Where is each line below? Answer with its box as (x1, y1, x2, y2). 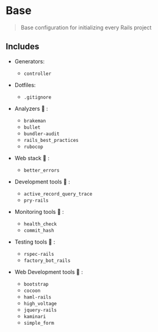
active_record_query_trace (23, 191, 93, 197)
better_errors (23, 167, 60, 174)
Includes (5, 41, 40, 52)
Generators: (14, 57, 45, 65)
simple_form (23, 320, 54, 326)
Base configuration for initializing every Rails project (20, 24, 152, 31)
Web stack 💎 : (14, 154, 50, 161)
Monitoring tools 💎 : (14, 208, 65, 215)
